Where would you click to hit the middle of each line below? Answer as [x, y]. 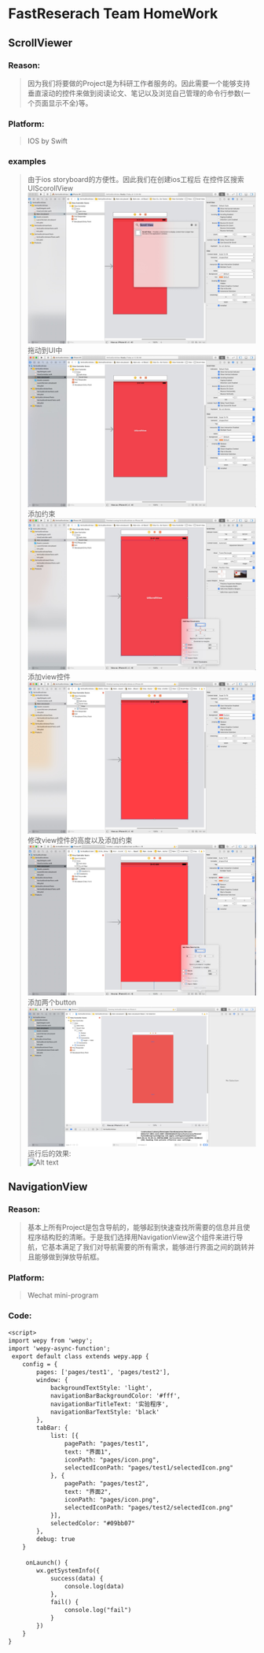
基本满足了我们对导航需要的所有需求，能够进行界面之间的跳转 [148, 1247]
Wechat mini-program [63, 1295]
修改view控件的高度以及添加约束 [80, 841]
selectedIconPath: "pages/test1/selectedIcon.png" [149, 1467]
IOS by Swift [48, 141]
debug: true [56, 1539]
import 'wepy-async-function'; [59, 1348]
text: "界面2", [88, 1491]
